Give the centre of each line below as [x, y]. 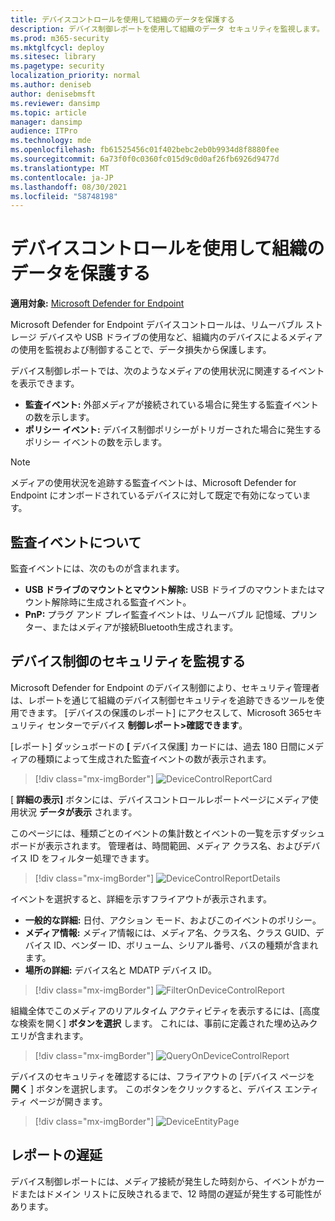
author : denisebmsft [53, 94]
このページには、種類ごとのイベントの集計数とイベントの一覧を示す [150, 833]
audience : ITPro [44, 131]
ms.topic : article [48, 112]
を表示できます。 [45, 383]
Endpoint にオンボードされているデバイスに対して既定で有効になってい [156, 495]
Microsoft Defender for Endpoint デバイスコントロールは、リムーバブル [157, 325]
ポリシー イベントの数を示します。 [96, 442]
